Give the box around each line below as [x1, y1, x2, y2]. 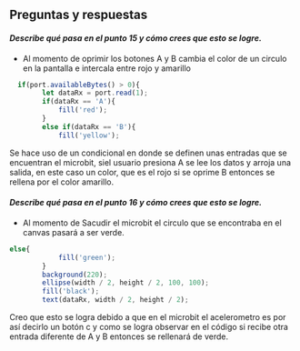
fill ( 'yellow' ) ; [57, 131, 120, 140]
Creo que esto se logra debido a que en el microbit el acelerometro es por [9, 312, 286, 323]
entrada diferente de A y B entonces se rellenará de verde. [9, 331, 229, 342]
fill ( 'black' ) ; [42, 286, 100, 296]
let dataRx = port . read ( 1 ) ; [42, 88, 148, 98]
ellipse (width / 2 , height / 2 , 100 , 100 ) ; [42, 278, 210, 287]
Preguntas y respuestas [9, 7, 148, 23]
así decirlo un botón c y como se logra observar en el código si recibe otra [9, 322, 289, 333]
